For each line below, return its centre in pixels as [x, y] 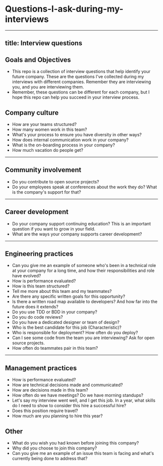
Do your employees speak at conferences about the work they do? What [84, 187]
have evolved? [26, 276]
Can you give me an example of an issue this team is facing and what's [83, 453]
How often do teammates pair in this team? [55, 348]
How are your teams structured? [44, 124]
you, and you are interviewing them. [48, 87]
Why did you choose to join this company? [54, 448]
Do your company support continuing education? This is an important [81, 224]
